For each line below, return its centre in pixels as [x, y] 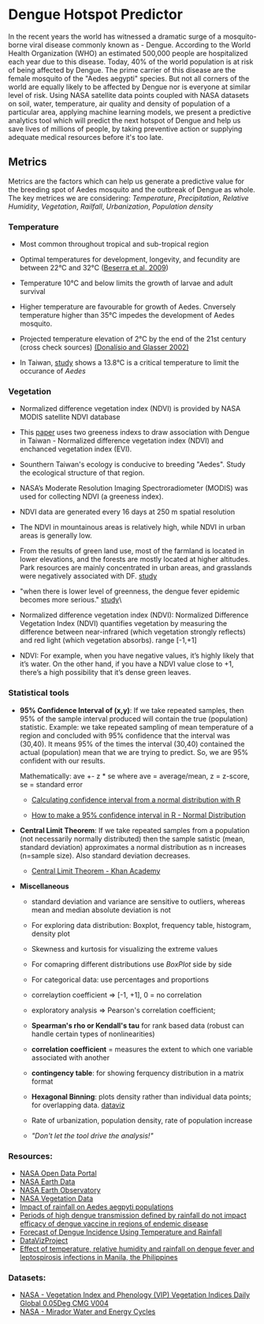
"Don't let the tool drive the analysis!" [92, 1135]
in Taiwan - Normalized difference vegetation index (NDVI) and [121, 441]
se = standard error [51, 784]
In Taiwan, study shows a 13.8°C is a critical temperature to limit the [129, 363]
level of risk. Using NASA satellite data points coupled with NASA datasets [129, 95]
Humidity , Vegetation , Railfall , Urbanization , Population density [111, 206]
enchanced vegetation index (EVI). [76, 449]
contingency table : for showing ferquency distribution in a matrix [138, 1073]
